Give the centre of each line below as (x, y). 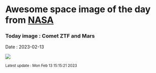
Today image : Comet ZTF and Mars (50, 36)
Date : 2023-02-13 (25, 47)
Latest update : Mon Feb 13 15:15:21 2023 (41, 66)
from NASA (29, 20)
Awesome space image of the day (78, 9)
